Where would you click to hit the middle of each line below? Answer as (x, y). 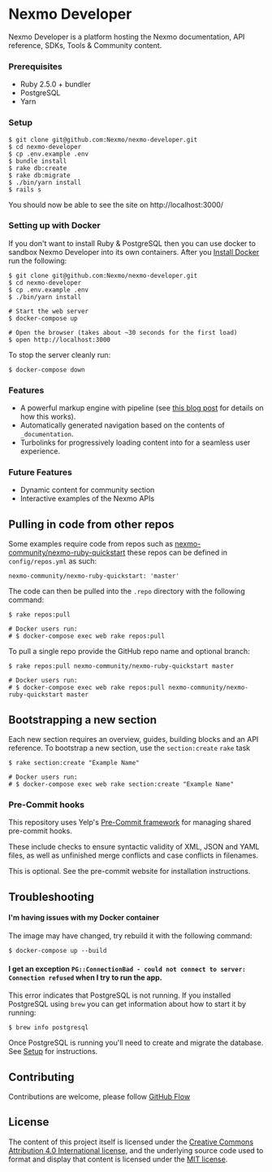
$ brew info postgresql (49, 1028)
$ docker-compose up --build (58, 950)
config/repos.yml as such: (53, 561)
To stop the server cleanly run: (60, 354)
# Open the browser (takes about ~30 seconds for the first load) (123, 332)
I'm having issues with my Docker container (84, 918)
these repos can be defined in (177, 553)
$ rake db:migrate (39, 175)
